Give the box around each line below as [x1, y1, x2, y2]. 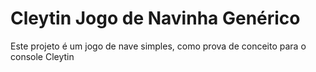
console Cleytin [10, 50, 75, 62]
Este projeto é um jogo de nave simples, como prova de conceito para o [10, 40, 307, 52]
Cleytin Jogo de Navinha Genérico [10, 7, 301, 30]
